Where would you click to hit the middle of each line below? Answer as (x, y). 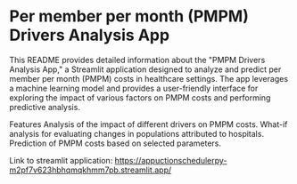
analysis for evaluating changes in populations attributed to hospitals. (137, 133)
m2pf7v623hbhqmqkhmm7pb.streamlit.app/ (91, 170)
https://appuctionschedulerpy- (171, 160)
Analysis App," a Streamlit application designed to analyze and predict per (145, 69)
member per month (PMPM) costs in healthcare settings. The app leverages (148, 78)
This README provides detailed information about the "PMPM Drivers (137, 60)
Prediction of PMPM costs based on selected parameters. (115, 143)
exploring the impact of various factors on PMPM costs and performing (140, 97)
